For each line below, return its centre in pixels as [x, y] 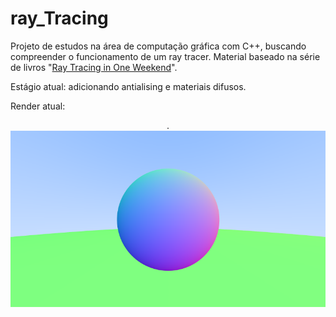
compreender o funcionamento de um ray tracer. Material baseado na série [165, 56]
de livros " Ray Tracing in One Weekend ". [94, 67]
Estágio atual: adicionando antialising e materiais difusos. [128, 86]
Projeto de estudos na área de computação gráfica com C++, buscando [158, 46]
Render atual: [38, 106]
